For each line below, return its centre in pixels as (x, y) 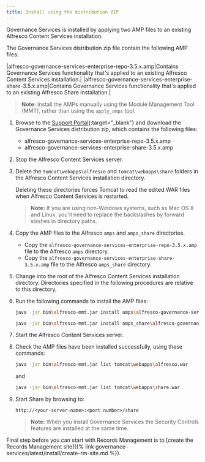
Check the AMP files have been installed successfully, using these (99, 347)
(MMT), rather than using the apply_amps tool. (78, 110)
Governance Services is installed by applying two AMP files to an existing (99, 29)
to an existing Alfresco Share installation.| (59, 92)
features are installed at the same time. (80, 428)
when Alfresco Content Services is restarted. (72, 196)
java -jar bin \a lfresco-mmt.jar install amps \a (77, 312)
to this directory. (36, 289)
